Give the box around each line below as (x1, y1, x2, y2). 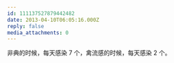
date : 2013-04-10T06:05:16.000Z (7, 16, 99, 23)
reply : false (7, 23, 45, 29)
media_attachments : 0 (7, 29, 69, 36)
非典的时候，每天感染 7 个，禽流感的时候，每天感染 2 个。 (7, 49, 171, 57)
